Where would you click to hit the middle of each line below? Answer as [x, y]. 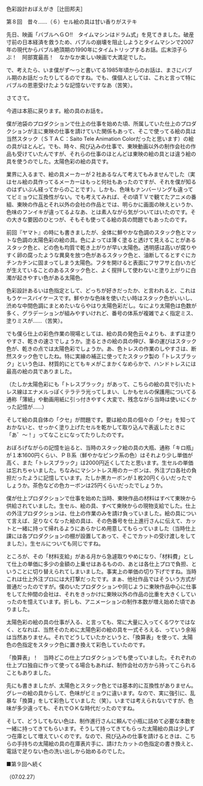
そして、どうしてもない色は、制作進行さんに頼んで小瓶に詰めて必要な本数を [101, 721]
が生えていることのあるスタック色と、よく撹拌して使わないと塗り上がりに [99, 270]
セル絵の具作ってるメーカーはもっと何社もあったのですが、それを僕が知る [104, 182]
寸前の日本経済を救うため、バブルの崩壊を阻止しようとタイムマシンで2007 [100, 42]
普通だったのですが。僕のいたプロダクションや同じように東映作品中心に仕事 [101, 587]
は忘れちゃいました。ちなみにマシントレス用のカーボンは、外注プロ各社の [99, 470]
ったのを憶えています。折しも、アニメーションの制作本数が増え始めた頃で [98, 602]
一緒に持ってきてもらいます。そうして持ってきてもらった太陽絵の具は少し [98, 729]
